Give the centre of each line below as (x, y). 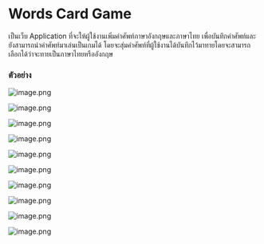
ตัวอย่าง (20, 75)
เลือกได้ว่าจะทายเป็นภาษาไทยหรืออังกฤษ (61, 53)
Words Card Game (70, 14)
